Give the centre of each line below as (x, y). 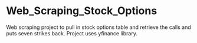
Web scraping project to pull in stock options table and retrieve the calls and (98, 27)
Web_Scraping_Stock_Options (82, 11)
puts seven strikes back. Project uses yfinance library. (72, 33)
